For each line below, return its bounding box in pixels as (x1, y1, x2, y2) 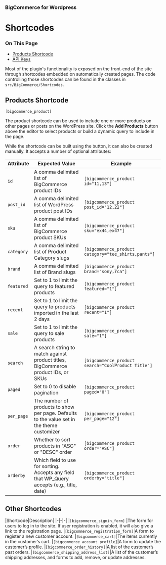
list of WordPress (34, 201, 74, 208)
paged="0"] (83, 389, 110, 395)
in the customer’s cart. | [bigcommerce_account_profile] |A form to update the (5, 539, 161, 545)
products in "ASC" (34, 442, 76, 449)
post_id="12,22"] (83, 204, 125, 210)
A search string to (34, 344, 76, 351)
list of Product (34, 248, 67, 255)
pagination (34, 389, 59, 396)
